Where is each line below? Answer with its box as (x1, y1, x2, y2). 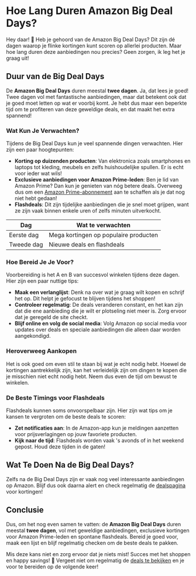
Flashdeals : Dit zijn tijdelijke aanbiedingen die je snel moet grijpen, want (14, 201, 189, 208)
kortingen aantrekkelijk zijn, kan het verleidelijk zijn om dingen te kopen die (6, 366, 187, 373)
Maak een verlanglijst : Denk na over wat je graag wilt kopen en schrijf (14, 289, 185, 296)
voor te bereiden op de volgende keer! (6, 563, 99, 570)
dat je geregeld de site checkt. (14, 314, 88, 321)
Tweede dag (9, 241, 43, 249)
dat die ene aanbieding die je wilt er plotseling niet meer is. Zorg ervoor (14, 307, 187, 314)
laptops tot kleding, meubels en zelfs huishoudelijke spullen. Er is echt (14, 164, 184, 171)
